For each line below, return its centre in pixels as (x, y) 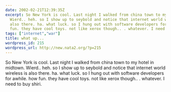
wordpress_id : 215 (25, 43)
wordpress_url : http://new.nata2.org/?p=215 (53, 48)
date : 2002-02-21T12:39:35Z (35, 10)
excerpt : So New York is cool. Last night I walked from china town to (83, 15)
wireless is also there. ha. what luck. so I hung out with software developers (85, 73)
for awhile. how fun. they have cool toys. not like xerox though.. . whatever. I (85, 78)
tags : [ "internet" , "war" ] (33, 34)
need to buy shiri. (24, 84)
